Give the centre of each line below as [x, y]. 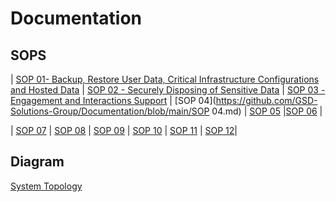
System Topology [46, 186]
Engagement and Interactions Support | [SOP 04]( [113, 100]
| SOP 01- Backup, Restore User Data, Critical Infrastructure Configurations [165, 79]
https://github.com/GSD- [266, 100]
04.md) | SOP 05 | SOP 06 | [267, 111]
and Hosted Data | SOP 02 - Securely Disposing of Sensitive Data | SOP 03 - [168, 90]
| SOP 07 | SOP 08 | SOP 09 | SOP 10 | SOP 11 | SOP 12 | [124, 130]
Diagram [37, 162]
